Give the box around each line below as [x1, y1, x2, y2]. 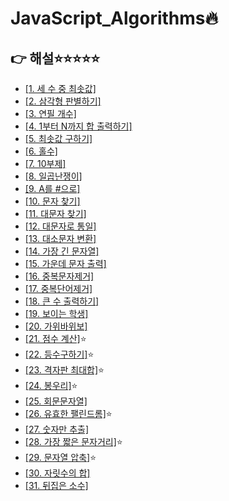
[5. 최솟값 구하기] [24, 133, 93, 144]
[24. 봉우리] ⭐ [24, 380, 78, 391]
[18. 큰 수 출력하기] [24, 295, 100, 307]
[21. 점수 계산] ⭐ [24, 333, 87, 344]
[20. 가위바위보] [24, 320, 88, 332]
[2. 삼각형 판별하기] [24, 95, 102, 107]
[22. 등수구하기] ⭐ [24, 348, 95, 360]
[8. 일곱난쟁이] [24, 170, 83, 182]
